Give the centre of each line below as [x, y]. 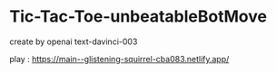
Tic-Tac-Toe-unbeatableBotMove [138, 17]
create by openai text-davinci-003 [74, 41]
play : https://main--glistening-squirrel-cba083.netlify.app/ [119, 59]
